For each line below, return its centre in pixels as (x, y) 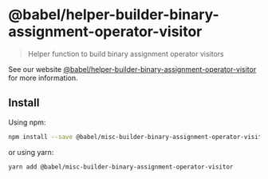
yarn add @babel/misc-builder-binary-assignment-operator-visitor (121, 167)
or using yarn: (31, 152)
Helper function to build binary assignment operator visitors (126, 54)
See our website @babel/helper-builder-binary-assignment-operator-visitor (132, 69)
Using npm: (27, 122)
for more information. (43, 78)
